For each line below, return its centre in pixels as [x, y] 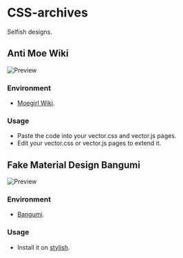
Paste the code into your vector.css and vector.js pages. [97, 136]
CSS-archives [47, 13]
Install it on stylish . [43, 247]
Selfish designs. [30, 32]
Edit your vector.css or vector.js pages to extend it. [89, 143]
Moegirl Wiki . [36, 103]
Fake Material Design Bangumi [74, 165]
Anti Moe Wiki [38, 53]
